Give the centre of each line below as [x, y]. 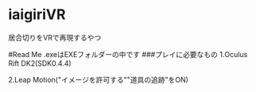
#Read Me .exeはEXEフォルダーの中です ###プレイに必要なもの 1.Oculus [128, 54]
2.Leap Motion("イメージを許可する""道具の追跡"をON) [99, 79]
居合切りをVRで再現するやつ [55, 37]
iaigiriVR [37, 15]
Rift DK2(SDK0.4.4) [40, 63]
